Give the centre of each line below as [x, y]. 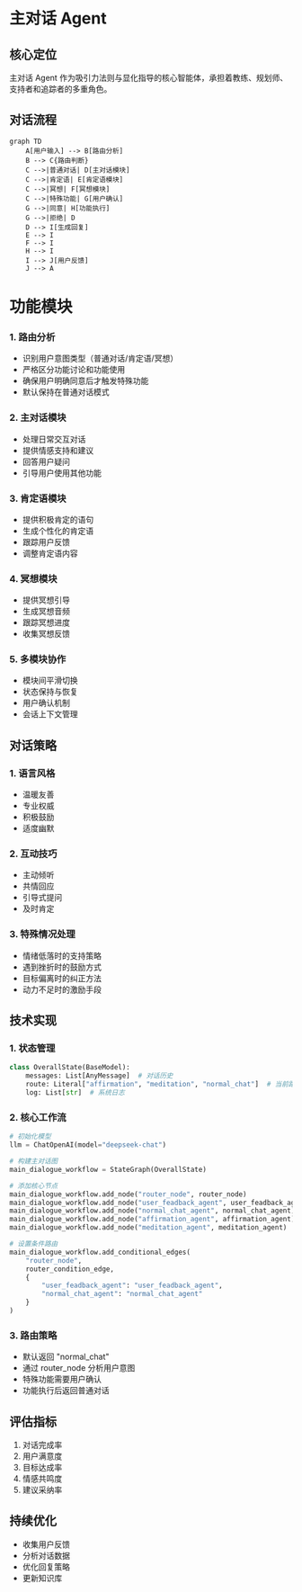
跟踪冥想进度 [46, 622]
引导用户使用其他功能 [62, 472]
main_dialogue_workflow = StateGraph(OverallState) [108, 1169]
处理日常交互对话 [54, 439]
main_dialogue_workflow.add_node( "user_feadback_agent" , [118, 1203]
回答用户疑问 [46, 461]
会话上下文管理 [50, 714]
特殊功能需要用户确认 [62, 1379]
